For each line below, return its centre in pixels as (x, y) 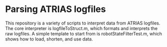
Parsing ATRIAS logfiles (56, 9)
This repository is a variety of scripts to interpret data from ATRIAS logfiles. (83, 23)
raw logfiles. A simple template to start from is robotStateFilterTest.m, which (83, 33)
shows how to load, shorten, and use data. (49, 39)
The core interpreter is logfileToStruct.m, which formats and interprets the (81, 28)
